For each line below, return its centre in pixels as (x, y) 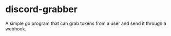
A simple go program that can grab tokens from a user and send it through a (86, 23)
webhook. (16, 28)
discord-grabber (42, 9)
